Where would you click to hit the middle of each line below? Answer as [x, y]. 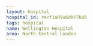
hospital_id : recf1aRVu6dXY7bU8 [46, 17]
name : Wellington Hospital [40, 28]
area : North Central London [41, 34]
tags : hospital [25, 23]
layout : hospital [28, 12]
